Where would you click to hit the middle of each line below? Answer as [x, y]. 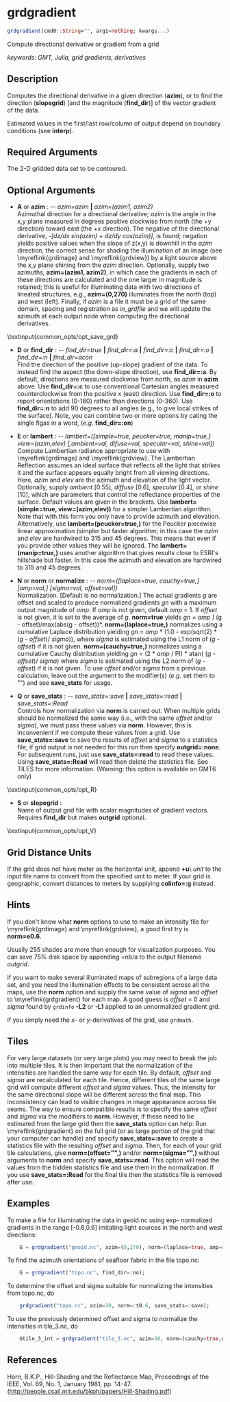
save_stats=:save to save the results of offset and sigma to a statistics [117, 740]
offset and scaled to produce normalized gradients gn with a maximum [117, 603]
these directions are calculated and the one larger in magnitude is [110, 280]
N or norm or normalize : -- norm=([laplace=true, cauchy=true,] [108, 581]
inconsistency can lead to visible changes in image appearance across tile [112, 1101]
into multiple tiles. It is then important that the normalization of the [100, 1065]
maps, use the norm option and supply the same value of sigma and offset [112, 992]
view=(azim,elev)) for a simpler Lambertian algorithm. [135, 509]
